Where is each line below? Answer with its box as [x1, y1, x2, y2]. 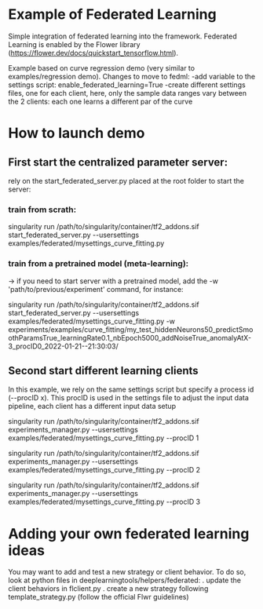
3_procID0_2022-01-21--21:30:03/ [8, 341, 119, 351]
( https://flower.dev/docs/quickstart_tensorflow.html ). [8, 48, 179, 57]
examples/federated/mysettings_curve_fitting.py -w [8, 316, 175, 326]
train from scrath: [8, 204, 77, 215]
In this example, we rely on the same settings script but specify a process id [8, 385, 254, 394]
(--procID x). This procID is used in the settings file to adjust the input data [8, 393, 250, 403]
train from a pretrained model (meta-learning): [8, 258, 189, 269]
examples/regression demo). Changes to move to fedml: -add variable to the [8, 71, 256, 81]
